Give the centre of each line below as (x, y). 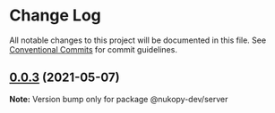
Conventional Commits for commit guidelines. (93, 49)
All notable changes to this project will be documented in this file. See (138, 40)
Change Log (55, 16)
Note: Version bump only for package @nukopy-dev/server (119, 99)
